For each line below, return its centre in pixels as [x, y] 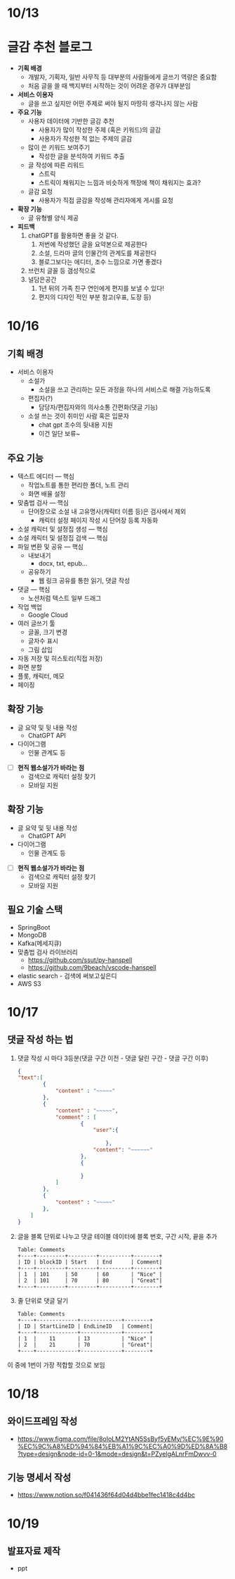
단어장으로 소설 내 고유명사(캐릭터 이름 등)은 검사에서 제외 [107, 511]
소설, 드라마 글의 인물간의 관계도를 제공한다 [97, 253]
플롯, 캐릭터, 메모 [41, 676]
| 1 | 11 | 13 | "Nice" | [85, 1338]
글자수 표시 [43, 641]
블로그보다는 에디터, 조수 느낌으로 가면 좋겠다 [100, 262]
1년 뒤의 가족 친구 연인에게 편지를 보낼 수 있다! [101, 288]
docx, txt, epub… [63, 563]
